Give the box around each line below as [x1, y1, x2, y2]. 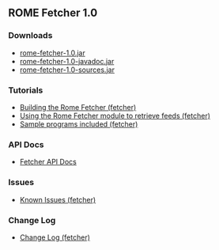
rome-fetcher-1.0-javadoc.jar [19, 56, 115, 66]
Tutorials [8, 85, 43, 96]
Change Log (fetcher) [19, 233, 91, 242]
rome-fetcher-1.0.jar [19, 47, 85, 58]
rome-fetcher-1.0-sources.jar [19, 65, 115, 74]
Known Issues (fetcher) [19, 195, 96, 204]
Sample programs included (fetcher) [19, 119, 138, 129]
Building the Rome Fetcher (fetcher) [19, 102, 137, 112]
